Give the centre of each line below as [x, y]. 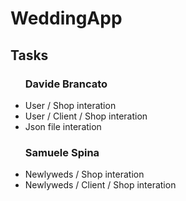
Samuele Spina [62, 152]
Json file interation [63, 126]
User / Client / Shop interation [86, 116]
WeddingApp [66, 18]
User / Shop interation [70, 105]
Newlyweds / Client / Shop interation [100, 185]
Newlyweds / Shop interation [84, 174]
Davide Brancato [66, 84]
